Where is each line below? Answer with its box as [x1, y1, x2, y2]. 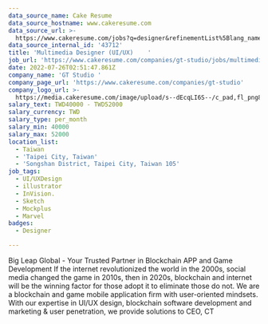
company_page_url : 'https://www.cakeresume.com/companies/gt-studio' [8, 78, 245, 86]
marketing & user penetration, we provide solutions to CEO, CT [8, 306, 215, 316]
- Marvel [15, 212, 45, 220]
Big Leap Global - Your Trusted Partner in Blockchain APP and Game [8, 256, 233, 265]
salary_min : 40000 [8, 123, 69, 131]
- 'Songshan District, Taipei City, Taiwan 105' [15, 160, 180, 168]
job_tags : [8, 168, 41, 176]
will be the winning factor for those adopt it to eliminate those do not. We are [8, 281, 260, 290]
